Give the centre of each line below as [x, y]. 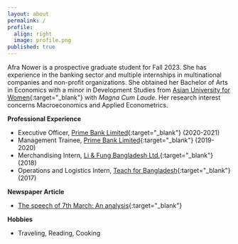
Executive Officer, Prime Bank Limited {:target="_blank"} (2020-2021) [119, 133]
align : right [33, 34]
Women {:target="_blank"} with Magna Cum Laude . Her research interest [114, 97]
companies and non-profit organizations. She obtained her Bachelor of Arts [118, 82]
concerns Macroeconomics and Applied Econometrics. [88, 105]
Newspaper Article [36, 192]
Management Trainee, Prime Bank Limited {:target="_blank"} [106, 140]
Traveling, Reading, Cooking [59, 233]
